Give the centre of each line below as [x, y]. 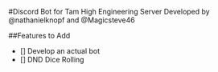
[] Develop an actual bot [60, 51]
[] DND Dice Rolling [52, 60]
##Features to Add [39, 36]
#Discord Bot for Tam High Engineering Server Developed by [109, 12]
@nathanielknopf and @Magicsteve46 [72, 20]
